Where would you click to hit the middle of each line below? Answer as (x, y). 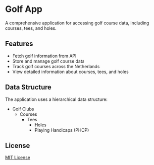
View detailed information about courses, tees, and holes (70, 72)
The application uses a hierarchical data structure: (56, 99)
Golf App (24, 9)
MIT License (18, 158)
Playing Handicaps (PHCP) (62, 130)
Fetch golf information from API (44, 56)
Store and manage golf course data (49, 61)
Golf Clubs (23, 109)
